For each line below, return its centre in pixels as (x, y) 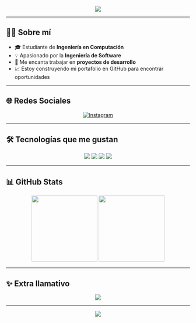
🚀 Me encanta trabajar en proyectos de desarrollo (75, 62)
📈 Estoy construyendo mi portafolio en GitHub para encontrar (89, 68)
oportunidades (32, 77)
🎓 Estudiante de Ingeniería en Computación (69, 47)
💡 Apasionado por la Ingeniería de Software (68, 55)
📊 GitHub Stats (34, 182)
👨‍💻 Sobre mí (29, 32)
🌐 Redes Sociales (38, 101)
